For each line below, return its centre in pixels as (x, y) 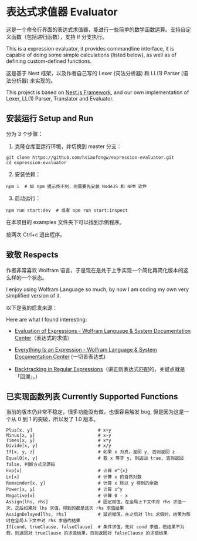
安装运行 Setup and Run (50, 118)
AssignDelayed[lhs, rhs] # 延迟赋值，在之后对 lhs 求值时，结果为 (96, 515)
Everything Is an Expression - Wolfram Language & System (86, 349)
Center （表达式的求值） (43, 338)
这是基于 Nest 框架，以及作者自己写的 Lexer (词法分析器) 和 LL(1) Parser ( (95, 73)
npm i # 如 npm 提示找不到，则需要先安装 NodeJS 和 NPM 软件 (77, 186)
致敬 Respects (32, 255)
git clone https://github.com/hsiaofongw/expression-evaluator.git (90, 157)
